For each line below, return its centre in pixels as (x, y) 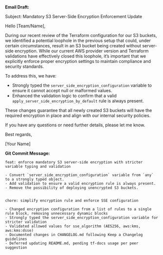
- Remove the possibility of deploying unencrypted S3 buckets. (72, 188)
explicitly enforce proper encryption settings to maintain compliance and (78, 61)
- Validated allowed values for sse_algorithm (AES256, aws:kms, (73, 226)
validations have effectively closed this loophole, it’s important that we (76, 56)
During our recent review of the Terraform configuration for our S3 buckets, (81, 35)
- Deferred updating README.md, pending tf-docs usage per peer (72, 243)
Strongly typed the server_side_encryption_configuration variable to (82, 85)
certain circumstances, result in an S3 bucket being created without (73, 46)
